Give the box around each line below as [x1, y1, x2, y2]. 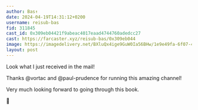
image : [6, 42, 22, 48]
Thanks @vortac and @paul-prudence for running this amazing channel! [6, 74, 182, 81]
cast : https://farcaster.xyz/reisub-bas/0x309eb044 [6, 36, 136, 42]
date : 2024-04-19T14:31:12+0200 [6, 14, 85, 20]
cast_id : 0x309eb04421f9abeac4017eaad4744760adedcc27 [6, 31, 141, 36]
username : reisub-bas [6, 19, 60, 25]
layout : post [6, 47, 38, 53]
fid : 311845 [6, 25, 35, 31]
